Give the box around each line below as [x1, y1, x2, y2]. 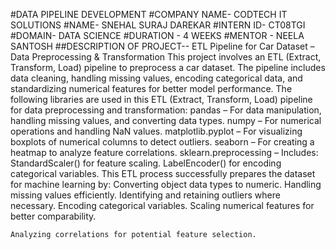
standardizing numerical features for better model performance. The [10, 83, 293, 94]
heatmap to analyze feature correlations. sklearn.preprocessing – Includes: [10, 147, 319, 158]
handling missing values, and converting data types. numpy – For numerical [10, 115, 322, 126]
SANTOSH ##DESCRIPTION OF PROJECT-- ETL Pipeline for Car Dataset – [10, 40, 315, 52]
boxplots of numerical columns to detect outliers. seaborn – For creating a [10, 136, 315, 148]
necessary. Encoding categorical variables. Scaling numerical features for [10, 200, 315, 211]
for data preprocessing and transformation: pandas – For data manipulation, [10, 104, 322, 116]
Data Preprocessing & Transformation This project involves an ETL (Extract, [10, 51, 322, 63]
